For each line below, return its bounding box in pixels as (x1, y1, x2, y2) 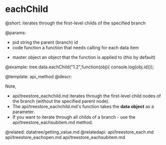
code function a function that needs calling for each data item (12, 44, 139, 50)
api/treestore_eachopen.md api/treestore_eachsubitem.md (5, 134, 125, 140)
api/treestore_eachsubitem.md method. (12, 119, 93, 125)
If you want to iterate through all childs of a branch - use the (12, 114, 136, 120)
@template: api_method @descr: (5, 73, 72, 79)
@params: (5, 29, 26, 35)
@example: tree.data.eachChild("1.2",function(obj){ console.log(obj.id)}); (5, 64, 154, 70)
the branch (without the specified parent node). (12, 98, 110, 104)
